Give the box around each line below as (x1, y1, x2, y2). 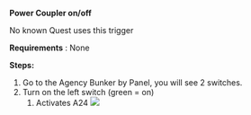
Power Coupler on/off (9, 8, 92, 18)
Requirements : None (9, 42, 90, 53)
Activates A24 (35, 98, 88, 108)
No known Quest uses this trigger (9, 25, 134, 35)
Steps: (9, 60, 34, 70)
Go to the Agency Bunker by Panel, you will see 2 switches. (22, 77, 243, 88)
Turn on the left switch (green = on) (22, 87, 155, 97)
